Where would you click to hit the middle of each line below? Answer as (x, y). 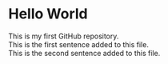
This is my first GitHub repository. (64, 36)
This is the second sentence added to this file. (84, 53)
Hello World (48, 14)
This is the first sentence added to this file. (79, 44)
